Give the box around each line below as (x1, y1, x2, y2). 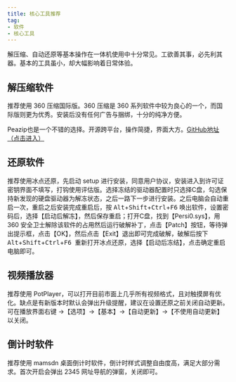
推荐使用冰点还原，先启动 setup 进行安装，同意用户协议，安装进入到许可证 (7, 177, 224, 185)
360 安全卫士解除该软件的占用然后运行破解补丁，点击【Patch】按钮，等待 (7, 220, 222, 229)
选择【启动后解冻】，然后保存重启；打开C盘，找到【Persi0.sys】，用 (25, 212, 221, 220)
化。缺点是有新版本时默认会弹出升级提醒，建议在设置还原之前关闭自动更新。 (7, 298, 229, 307)
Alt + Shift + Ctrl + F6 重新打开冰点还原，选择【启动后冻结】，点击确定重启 (7, 238, 226, 246)
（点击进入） (7, 134, 44, 143)
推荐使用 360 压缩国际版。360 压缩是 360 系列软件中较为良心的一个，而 (7, 101, 217, 110)
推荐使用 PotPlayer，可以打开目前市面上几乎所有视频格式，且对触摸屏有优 (7, 289, 221, 298)
